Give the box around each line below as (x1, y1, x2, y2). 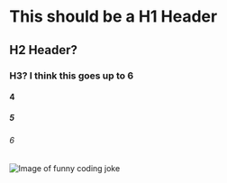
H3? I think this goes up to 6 (9, 69, 134, 82)
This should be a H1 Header (9, 6, 218, 27)
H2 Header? (9, 42, 78, 58)
